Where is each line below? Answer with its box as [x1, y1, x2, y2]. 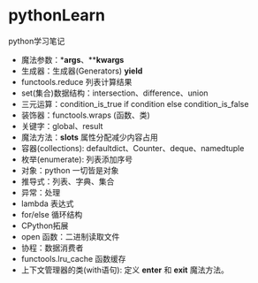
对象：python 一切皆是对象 [20, 164, 119, 175]
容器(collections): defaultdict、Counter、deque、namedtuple [20, 142, 245, 153]
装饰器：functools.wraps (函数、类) [20, 110, 151, 120]
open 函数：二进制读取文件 [20, 231, 120, 241]
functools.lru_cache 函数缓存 [20, 253, 126, 264]
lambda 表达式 [20, 198, 74, 209]
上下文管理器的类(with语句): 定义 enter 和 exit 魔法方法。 [20, 264, 229, 275]
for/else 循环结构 [20, 209, 83, 219]
